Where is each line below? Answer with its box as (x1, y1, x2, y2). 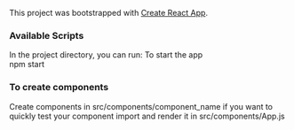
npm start (9, 59, 45, 70)
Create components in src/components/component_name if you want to (9, 101, 274, 111)
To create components (9, 81, 109, 94)
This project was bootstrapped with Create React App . (9, 8, 209, 18)
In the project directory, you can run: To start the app (9, 50, 203, 60)
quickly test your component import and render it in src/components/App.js (9, 111, 286, 121)
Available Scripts (9, 29, 84, 42)
